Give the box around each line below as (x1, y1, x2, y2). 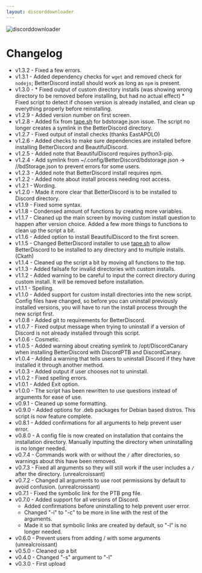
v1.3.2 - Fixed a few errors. (14, 66, 82, 74)
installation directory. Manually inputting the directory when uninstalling (14, 438, 193, 445)
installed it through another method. (14, 361, 104, 369)
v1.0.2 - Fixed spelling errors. (14, 374, 87, 381)
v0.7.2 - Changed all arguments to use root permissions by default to (14, 476, 186, 484)
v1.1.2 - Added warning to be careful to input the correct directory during (14, 271, 196, 279)
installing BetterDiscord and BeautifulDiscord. (14, 143, 128, 151)
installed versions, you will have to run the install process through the (14, 303, 188, 311)
